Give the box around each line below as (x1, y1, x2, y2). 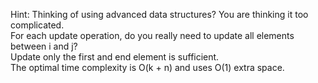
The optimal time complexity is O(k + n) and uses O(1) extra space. (10, 62, 285, 73)
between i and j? (10, 40, 78, 52)
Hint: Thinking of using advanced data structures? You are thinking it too (10, 9, 309, 20)
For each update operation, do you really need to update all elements (10, 30, 295, 41)
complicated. (10, 19, 65, 31)
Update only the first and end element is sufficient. (10, 51, 220, 63)
